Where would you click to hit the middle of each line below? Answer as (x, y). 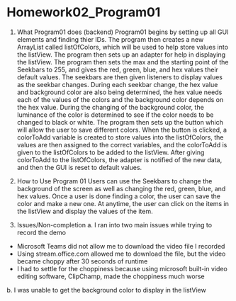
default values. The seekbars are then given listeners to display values (119, 77)
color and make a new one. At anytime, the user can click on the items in (123, 203)
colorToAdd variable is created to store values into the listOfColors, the (120, 137)
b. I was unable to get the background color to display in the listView (106, 290)
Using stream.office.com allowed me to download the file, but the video (121, 254)
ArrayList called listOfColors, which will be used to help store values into (122, 47)
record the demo (41, 232)
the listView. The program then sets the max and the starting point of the (123, 62)
